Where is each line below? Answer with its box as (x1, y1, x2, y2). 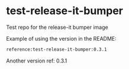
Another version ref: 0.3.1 (6, 57, 67, 64)
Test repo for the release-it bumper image (6, 24, 108, 31)
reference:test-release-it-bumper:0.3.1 (6, 46, 108, 52)
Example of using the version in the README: (6, 35, 117, 42)
